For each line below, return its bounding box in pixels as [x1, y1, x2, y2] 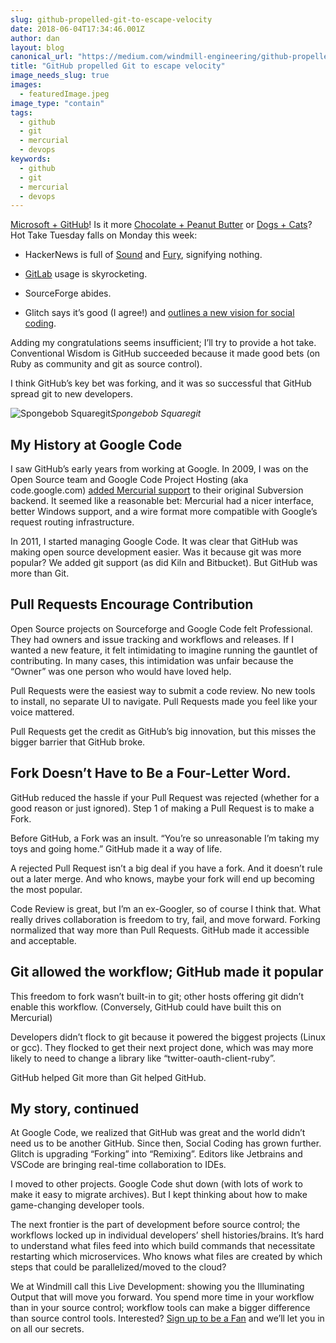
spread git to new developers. [10, 388, 133, 400]
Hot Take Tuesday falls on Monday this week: [10, 229, 198, 241]
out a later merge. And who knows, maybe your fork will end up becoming [10, 872, 315, 885]
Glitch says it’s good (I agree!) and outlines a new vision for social [24, 307, 295, 319]
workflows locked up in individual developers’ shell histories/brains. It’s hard [10, 1229, 325, 1241]
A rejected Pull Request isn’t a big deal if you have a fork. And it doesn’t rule [10, 862, 323, 874]
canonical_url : [10, 52, 74, 62]
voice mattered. [10, 706, 75, 718]
